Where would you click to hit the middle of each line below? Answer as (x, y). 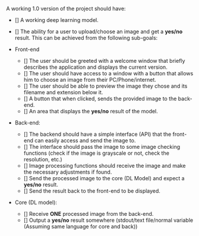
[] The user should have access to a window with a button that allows (108, 73)
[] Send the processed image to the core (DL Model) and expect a (104, 178)
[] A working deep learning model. (57, 20)
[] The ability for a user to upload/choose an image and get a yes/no (99, 31)
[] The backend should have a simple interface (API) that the (97, 134)
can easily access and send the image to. (85, 141)
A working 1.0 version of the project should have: (66, 9)
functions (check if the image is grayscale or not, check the (96, 153)
